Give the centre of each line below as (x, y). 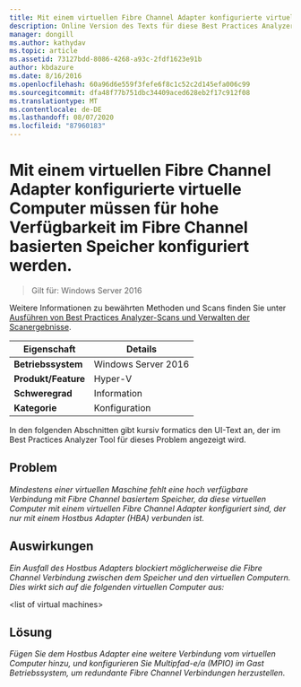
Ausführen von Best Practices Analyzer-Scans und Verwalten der (130, 317)
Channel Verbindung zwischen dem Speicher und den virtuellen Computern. (150, 577)
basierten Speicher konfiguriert (129, 247)
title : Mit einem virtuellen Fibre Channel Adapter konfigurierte (136, 17)
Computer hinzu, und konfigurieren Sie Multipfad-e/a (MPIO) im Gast (137, 664)
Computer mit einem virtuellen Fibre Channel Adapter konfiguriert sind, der (148, 509)
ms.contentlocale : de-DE (56, 109)
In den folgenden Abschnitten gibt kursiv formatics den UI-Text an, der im (145, 430)
